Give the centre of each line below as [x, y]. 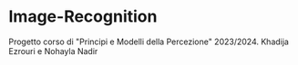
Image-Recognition [83, 17]
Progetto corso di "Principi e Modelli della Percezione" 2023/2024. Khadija [149, 42]
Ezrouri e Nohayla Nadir [53, 51]
